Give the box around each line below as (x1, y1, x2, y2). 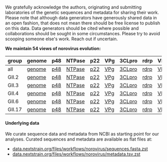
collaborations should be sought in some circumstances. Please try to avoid (5, 31, 161, 36)
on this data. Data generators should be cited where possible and (5, 25, 139, 31)
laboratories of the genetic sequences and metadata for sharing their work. (5, 9, 159, 15)
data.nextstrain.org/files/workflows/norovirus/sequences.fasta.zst (12, 146, 148, 152)
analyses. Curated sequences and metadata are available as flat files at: (5, 136, 153, 142)
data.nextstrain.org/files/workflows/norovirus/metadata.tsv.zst (12, 151, 141, 157)
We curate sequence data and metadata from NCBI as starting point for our (5, 131, 159, 137)
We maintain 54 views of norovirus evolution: (5, 46, 101, 51)
